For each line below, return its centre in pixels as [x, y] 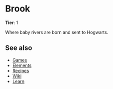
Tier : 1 [12, 22]
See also [19, 48]
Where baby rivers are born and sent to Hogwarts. [57, 32]
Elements [22, 65]
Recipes [21, 70]
